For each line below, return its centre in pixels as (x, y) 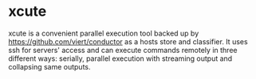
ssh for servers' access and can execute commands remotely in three (123, 50)
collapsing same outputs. (49, 66)
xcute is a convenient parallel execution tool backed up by (104, 33)
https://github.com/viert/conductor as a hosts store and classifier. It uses (128, 41)
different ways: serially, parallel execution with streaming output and (120, 58)
